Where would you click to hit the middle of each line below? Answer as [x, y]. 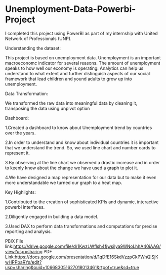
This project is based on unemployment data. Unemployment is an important [83, 57]
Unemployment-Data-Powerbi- [70, 9]
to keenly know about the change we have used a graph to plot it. [72, 168]
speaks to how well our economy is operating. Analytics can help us [74, 68]
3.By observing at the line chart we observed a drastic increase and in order [83, 162]
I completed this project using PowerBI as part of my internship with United [82, 33]
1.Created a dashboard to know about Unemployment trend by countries [79, 128]
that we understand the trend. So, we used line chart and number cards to [80, 147]
